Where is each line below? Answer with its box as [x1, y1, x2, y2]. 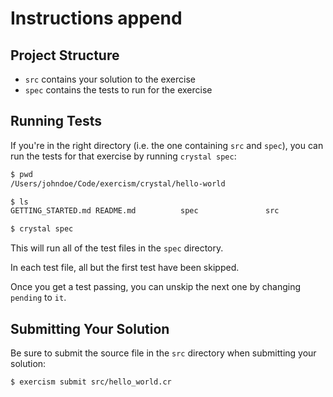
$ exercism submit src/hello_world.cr [10, 377, 172, 387]
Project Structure [10, 47, 120, 64]
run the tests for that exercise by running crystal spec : [10, 150, 237, 162]
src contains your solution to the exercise [24, 73, 196, 85]
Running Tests [10, 113, 102, 130]
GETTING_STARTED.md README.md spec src [10, 206, 280, 216]
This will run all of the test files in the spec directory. [10, 242, 224, 254]
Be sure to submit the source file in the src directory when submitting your [10, 347, 317, 359]
